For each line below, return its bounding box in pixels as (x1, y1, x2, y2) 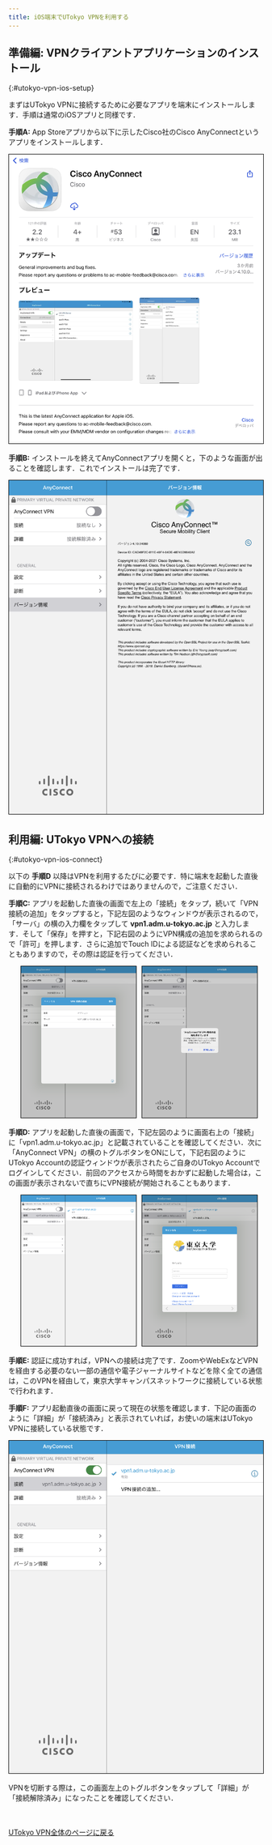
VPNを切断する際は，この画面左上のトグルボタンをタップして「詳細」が (8, 1783, 249, 1792)
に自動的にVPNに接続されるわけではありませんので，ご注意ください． (8, 881, 242, 891)
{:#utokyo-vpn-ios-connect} (8, 854, 103, 864)
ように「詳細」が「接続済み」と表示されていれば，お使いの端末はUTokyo (8, 1413, 253, 1423)
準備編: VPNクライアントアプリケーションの (8, 46, 228, 60)
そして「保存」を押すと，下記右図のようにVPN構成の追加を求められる (22, 929, 256, 939)
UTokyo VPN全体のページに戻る (8, 1827, 115, 1837)
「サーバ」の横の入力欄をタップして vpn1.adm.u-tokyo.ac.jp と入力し (8, 919, 243, 929)
